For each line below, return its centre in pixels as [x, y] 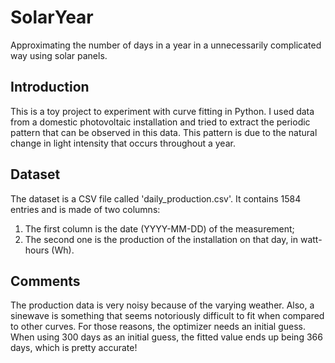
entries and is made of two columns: [85, 209]
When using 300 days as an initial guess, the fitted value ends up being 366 [166, 337]
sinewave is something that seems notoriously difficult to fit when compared [167, 316]
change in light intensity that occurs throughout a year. [123, 143]
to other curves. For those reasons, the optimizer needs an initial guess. [158, 327]
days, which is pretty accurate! [74, 348]
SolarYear [52, 17]
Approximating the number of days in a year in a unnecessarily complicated [166, 45]
